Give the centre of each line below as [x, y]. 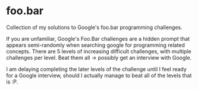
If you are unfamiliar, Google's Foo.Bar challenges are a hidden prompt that [98, 38]
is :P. [12, 82]
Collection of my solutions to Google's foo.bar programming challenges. [94, 27]
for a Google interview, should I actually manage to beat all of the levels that [99, 75]
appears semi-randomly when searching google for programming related [96, 45]
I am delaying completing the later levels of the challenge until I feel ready [97, 69]
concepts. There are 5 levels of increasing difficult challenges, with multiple [99, 51]
